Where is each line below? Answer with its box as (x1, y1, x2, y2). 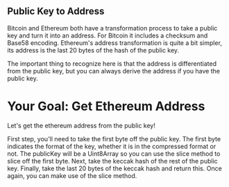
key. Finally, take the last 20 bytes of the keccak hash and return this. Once (7, 164, 222, 172)
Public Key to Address (7, 6, 105, 17)
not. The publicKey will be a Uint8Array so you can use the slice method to (7, 149, 221, 158)
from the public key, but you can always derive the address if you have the (7, 66, 221, 75)
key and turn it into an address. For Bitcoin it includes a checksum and (7, 31, 208, 39)
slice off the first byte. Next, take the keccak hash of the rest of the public (7, 157, 219, 165)
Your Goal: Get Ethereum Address (7, 98, 205, 114)
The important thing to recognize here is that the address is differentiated (7, 59, 217, 68)
